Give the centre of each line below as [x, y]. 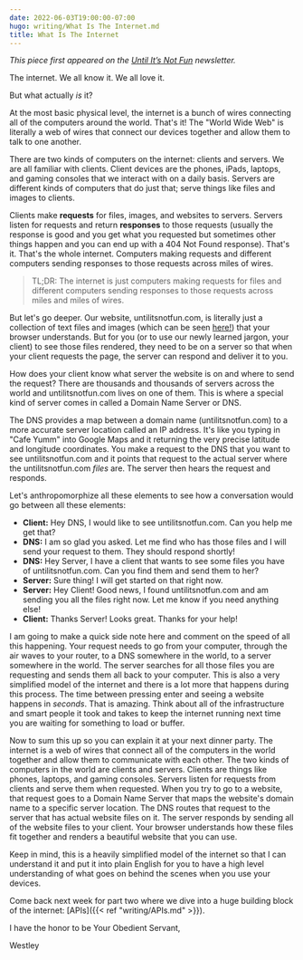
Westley [24, 946]
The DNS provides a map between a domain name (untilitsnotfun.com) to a [148, 420]
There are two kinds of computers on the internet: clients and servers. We [147, 159]
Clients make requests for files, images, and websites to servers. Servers [146, 216]
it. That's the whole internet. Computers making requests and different [141, 254]
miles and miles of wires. [78, 301]
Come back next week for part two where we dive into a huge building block [151, 901]
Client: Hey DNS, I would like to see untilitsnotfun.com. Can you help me [157, 523]
